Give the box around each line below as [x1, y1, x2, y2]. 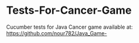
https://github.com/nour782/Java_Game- [6, 29, 107, 36]
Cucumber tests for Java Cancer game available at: [6, 23, 133, 30]
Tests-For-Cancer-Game [6, 4, 132, 17]
